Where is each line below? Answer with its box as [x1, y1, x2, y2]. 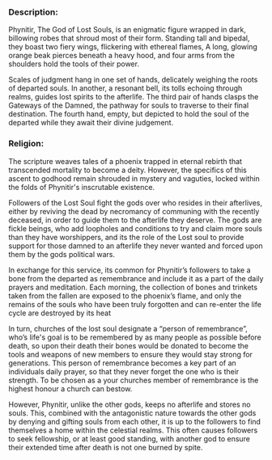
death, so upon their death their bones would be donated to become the [8, 340, 249, 350]
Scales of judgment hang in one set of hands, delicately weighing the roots [8, 75, 258, 85]
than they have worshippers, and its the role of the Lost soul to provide [8, 232, 244, 242]
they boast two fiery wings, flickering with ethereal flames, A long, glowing [8, 42, 257, 52]
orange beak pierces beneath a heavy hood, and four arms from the [8, 51, 235, 61]
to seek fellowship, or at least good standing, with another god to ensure [8, 433, 251, 443]
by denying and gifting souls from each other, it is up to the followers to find [8, 416, 261, 426]
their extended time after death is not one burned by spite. [8, 442, 203, 452]
